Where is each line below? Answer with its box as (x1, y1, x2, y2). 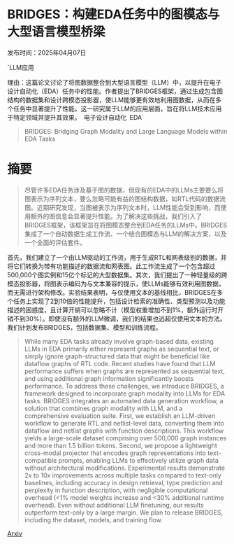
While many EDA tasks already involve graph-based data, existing (24, 337, 214, 345)
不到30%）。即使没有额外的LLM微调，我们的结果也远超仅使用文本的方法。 (13, 314, 226, 323)
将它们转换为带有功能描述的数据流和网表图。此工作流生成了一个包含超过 (7, 262, 215, 270)
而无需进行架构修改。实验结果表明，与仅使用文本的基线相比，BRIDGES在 (7, 288, 217, 296)
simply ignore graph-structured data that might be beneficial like (24, 351, 211, 361)
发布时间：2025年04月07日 (7, 48, 87, 57)
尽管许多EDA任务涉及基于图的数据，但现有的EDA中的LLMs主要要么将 (24, 186, 224, 194)
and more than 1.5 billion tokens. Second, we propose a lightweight (24, 441, 218, 449)
